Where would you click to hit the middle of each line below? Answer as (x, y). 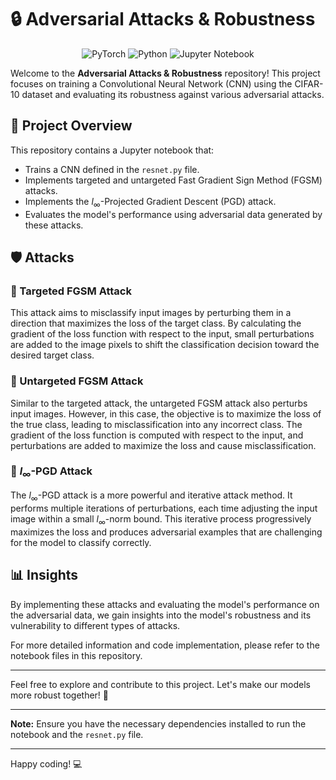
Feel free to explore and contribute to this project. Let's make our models (160, 684)
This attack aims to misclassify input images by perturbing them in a (151, 313)
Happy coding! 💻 (46, 763)
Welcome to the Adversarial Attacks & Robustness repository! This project (165, 73)
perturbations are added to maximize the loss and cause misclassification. (163, 445)
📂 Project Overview (71, 126)
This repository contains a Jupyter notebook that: (112, 150)
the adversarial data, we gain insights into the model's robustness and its (161, 615)
